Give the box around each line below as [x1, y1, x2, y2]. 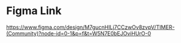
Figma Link [6, 4, 62, 18]
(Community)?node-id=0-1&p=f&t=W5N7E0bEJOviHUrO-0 [6, 29, 152, 37]
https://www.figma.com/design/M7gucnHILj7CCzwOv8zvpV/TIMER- [6, 24, 175, 31]
